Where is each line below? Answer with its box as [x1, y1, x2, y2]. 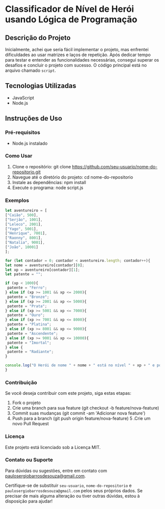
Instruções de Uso [5, 114, 62, 123]
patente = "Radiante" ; [7, 350, 54, 354]
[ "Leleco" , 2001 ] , [5, 222, 43, 227]
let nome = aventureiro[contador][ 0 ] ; [5, 262, 84, 268]
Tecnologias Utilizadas [5, 82, 77, 90]
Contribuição [5, 379, 37, 386]
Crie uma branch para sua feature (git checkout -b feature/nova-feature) [12, 405, 160, 411]
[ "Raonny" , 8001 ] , [5, 235, 43, 241]
